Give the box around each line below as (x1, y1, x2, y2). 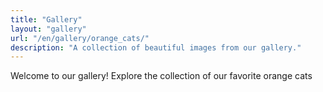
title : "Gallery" (10, 14, 83, 25)
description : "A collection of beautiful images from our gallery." (10, 42, 302, 53)
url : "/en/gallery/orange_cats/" (10, 33, 150, 43)
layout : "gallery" (10, 24, 87, 34)
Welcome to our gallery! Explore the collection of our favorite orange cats (10, 70, 313, 82)
